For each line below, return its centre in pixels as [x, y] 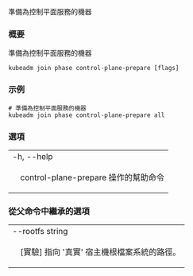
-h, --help [33, 156]
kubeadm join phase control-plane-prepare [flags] [94, 68]
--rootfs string [40, 231]
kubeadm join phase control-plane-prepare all [87, 115]
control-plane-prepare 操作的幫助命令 [93, 177]
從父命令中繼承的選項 [49, 211]
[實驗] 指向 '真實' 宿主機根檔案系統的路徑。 [100, 251]
